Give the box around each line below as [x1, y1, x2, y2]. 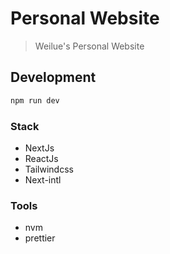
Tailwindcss [24, 163, 74, 175]
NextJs [24, 142, 55, 154]
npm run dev [10, 95, 60, 106]
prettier [24, 232, 56, 244]
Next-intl [24, 173, 62, 186]
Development [10, 69, 97, 86]
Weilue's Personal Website [34, 40, 145, 52]
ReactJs [24, 152, 59, 164]
